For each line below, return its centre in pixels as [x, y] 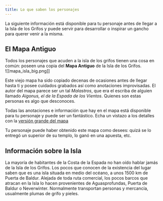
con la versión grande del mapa [37, 121]
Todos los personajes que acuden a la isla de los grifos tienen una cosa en [80, 61]
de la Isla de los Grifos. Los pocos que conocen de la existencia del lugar [78, 168]
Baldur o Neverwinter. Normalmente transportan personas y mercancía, [77, 188]
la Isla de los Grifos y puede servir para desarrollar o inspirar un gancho [77, 28]
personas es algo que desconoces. [40, 101]
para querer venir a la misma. [34, 34]
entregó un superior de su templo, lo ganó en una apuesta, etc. [68, 136]
